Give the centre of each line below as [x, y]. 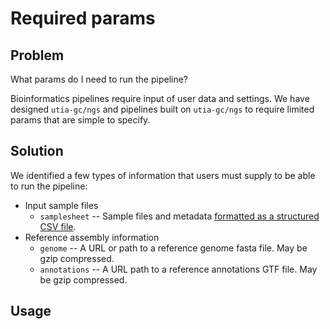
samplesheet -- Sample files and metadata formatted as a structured [179, 216]
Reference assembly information [92, 237]
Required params [83, 18]
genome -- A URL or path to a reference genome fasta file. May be [173, 248]
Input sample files [61, 205]
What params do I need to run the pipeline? [99, 79]
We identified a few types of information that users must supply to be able [163, 175]
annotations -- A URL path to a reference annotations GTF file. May [178, 269]
